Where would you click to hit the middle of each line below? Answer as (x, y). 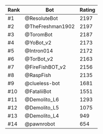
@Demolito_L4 (42, 116)
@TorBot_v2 (39, 59)
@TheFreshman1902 (50, 26)
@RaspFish (38, 75)
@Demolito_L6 (42, 99)
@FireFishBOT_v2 (45, 67)
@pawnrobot (40, 124)
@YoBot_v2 (38, 43)
